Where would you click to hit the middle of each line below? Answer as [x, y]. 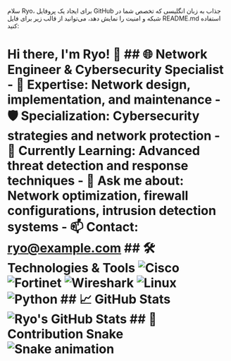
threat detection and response [98, 166]
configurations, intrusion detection [112, 211]
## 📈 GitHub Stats [115, 299]
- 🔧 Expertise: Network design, [99, 85]
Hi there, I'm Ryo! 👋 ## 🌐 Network [107, 55]
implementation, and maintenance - [114, 100]
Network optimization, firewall [98, 196]
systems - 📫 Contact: [73, 227]
